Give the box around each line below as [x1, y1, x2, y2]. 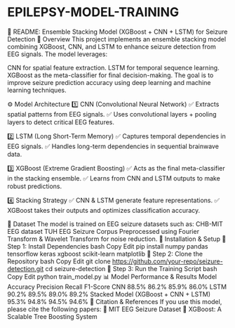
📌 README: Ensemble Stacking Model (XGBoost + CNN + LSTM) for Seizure [7, 27, 228, 36]
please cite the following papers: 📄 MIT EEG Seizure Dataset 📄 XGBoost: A [7, 305, 222, 313]
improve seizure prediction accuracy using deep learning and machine [7, 78, 211, 86]
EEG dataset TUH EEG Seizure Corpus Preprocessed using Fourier [7, 227, 200, 235]
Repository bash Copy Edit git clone [7, 257, 111, 265]
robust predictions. [7, 182, 62, 190]
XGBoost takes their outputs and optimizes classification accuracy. [7, 206, 201, 214]
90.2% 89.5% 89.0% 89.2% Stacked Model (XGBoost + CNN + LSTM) [7, 289, 211, 299]
